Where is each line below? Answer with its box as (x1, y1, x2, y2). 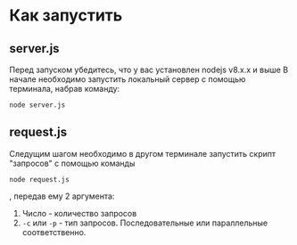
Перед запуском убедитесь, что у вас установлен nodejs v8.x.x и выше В (9, 64, 289, 75)
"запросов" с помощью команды (9, 158, 136, 168)
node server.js (9, 101, 66, 110)
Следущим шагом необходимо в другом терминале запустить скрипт (9, 148, 276, 159)
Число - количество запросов (21, 208, 137, 218)
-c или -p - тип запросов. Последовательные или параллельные (21, 217, 268, 228)
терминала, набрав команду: (9, 84, 120, 94)
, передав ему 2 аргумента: (9, 191, 115, 201)
